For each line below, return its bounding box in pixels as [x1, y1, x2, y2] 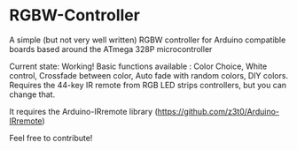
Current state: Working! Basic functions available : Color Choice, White [9, 61, 268, 71]
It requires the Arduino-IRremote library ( [9, 106, 158, 116]
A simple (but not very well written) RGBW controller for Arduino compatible [9, 34, 286, 45]
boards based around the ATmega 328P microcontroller [9, 43, 213, 54]
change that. [9, 89, 56, 100]
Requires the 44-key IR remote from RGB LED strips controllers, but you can [9, 79, 286, 90]
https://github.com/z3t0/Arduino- [157, 106, 279, 116]
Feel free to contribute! [9, 132, 93, 143]
